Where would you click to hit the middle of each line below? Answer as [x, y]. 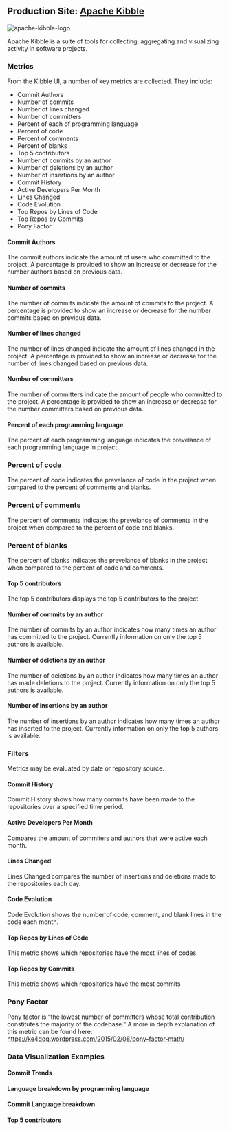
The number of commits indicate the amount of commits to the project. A [110, 303]
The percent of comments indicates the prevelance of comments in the [108, 520]
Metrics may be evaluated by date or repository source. [86, 768]
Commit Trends [30, 1073]
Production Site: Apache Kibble [76, 11]
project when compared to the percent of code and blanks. [90, 527]
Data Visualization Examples [56, 1057]
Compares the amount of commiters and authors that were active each [107, 838]
